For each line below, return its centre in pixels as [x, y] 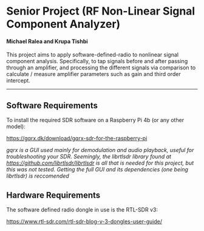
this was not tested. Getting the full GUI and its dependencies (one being [97, 170]
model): [16, 126]
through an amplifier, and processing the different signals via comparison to [101, 67]
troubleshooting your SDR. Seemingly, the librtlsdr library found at [89, 157]
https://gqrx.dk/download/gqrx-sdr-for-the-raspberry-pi [77, 139]
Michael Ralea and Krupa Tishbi [47, 41]
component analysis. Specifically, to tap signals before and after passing [97, 61]
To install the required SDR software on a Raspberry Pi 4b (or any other [95, 120]
